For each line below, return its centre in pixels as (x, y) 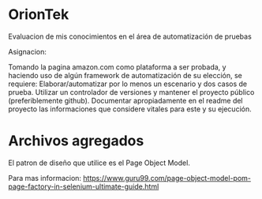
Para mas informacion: (45, 178)
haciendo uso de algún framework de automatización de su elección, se (125, 75)
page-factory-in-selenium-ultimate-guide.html (84, 186)
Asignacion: (28, 51)
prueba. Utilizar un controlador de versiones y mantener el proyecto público (131, 92)
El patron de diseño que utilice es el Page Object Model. (99, 163)
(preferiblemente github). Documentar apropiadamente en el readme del (125, 100)
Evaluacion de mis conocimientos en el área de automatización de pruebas (130, 36)
